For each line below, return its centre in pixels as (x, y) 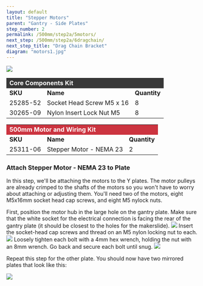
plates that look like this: (36, 265)
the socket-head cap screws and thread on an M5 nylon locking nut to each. (102, 232)
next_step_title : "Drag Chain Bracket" (57, 46)
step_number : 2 (26, 29)
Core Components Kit (42, 83)
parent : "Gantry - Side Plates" (47, 23)
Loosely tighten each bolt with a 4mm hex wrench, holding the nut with (102, 240)
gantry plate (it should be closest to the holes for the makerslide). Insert (100, 226)
